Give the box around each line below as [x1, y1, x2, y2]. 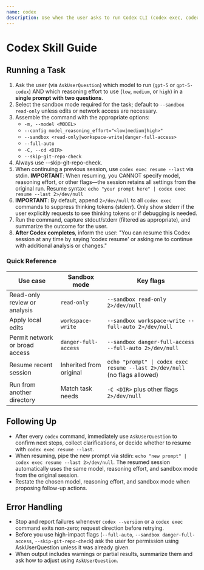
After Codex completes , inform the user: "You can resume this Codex [15, 229, 191, 236]
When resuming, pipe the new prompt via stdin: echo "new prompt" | [15, 452, 187, 459]
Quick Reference [6, 257, 57, 266]
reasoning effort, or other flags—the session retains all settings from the [15, 178, 196, 186]
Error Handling [6, 502, 63, 512]
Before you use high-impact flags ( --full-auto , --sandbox [15, 531, 160, 538]
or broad [9, 340, 34, 349]
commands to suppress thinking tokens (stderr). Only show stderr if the [15, 203, 194, 210]
